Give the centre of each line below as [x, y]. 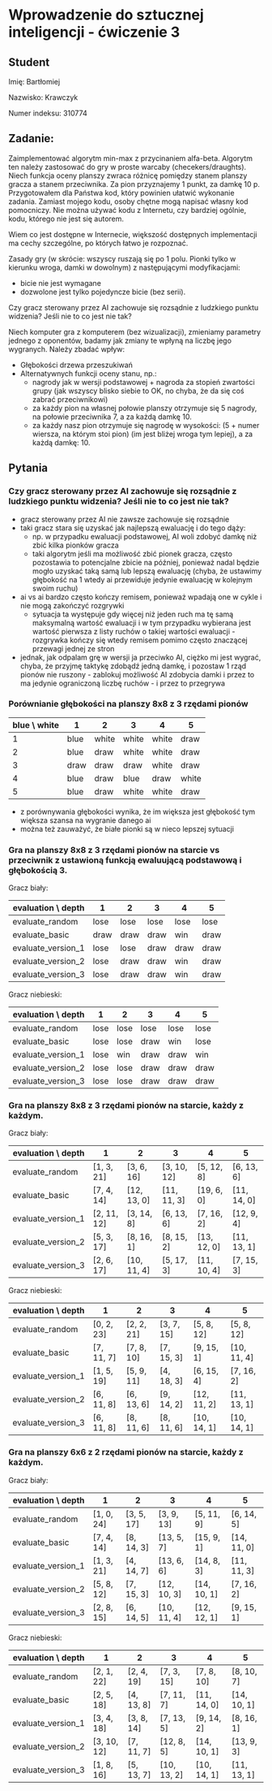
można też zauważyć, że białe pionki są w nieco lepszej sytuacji [127, 828]
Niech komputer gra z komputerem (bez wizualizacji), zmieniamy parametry [135, 331]
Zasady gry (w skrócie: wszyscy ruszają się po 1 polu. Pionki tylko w [122, 258]
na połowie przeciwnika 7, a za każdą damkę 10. [112, 417]
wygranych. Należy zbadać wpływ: [67, 349]
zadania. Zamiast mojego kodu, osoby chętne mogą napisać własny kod [128, 201]
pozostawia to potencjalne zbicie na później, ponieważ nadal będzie [146, 562]
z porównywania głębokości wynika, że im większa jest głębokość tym [138, 811]
